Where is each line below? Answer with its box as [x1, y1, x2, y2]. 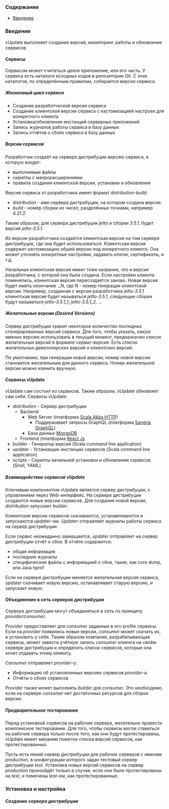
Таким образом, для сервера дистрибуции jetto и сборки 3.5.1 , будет [5, 220, 154, 226]
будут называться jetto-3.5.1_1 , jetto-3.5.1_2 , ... [5, 299, 102, 305]
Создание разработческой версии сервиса [12, 102, 106, 108]
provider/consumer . [5, 614, 46, 620]
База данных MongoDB [27, 430, 77, 436]
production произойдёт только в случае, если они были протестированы [5, 767, 162, 774]
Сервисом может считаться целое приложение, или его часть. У [5, 67, 145, 73]
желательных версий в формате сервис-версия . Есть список [5, 339, 138, 345]
